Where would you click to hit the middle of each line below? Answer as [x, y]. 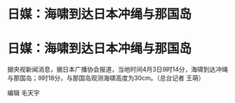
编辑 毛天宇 [23, 93]
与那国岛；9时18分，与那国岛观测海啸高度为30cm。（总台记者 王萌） [106, 78]
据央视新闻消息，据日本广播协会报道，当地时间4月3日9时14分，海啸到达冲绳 [118, 70]
